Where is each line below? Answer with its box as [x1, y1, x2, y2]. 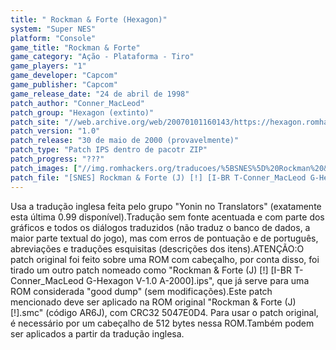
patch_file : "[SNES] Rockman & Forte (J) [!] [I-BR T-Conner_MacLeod [10, 172, 307, 183]
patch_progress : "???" [10, 154, 105, 164]
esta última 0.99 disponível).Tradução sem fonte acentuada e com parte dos [10, 211, 325, 223]
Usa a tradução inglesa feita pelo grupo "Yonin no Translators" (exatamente [10, 200, 322, 212]
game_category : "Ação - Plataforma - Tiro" [10, 52, 195, 62]
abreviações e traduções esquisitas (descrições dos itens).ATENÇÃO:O [10, 242, 305, 255]
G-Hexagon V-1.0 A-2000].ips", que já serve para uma [85, 274, 310, 286]
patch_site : [10, 117, 60, 127]
